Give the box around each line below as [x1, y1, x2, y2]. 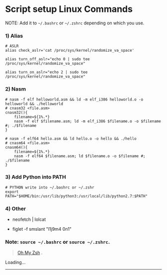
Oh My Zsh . [17, 250, 43, 256]
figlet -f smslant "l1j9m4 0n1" [12, 226, 72, 232]
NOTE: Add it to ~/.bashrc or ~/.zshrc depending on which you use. [5, 20, 145, 26]
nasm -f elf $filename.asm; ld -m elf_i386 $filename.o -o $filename [14, 118, 162, 124]
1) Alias [5, 32, 23, 39]
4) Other [5, 205, 26, 212]
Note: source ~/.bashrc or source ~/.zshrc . [5, 239, 110, 246]
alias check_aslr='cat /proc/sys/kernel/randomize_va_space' [5, 48, 135, 53]
